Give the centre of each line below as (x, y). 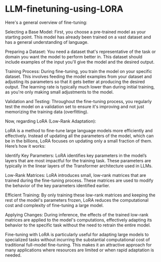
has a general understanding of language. (47, 42)
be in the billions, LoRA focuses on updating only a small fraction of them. (79, 141)
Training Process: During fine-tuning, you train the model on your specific (79, 71)
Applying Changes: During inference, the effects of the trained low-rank (77, 214)
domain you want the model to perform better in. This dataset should (74, 56)
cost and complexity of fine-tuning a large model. (54, 205)
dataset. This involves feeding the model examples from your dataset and (78, 76)
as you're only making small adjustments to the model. (59, 92)
